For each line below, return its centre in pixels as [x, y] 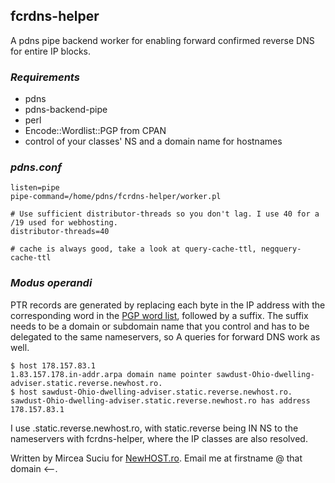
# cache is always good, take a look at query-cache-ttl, [133, 249]
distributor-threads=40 [60, 232]
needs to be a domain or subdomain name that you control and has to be [160, 326]
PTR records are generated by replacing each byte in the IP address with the [168, 305]
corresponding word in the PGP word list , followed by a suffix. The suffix [159, 315]
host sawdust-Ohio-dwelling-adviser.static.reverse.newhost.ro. [156, 392]
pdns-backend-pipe [66, 110]
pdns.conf [36, 167]
